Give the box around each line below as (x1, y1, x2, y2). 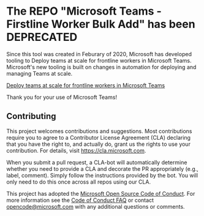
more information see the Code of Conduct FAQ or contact (6, 196, 154, 204)
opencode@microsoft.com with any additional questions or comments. (6, 203, 185, 210)
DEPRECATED (6, 31, 78, 44)
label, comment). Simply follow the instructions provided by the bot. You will (6, 171, 198, 179)
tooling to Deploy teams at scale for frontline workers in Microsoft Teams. (6, 57, 192, 64)
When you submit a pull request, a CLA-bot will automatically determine (6, 159, 187, 166)
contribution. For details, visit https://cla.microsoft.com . (6, 146, 146, 154)
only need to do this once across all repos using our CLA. (6, 178, 151, 185)
